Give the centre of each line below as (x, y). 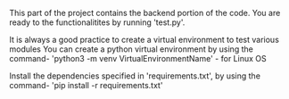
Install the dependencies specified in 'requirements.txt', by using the (135, 76)
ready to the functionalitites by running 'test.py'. (97, 22)
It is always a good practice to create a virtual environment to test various (144, 40)
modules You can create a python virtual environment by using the (132, 49)
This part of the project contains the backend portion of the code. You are (145, 13)
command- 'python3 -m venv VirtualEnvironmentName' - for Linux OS (138, 58)
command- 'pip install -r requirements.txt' (86, 85)
